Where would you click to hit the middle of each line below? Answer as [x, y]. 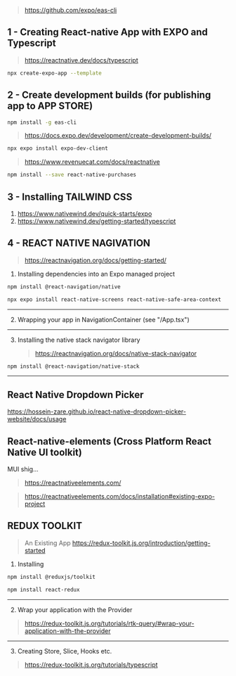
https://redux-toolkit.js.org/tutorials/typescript [91, 665]
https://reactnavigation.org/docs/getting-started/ [96, 260]
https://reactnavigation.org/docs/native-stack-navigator [116, 353]
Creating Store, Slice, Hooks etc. [65, 651]
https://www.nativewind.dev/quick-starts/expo [85, 213]
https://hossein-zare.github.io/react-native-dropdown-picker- [97, 412]
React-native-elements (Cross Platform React [110, 441]
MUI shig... [23, 469]
